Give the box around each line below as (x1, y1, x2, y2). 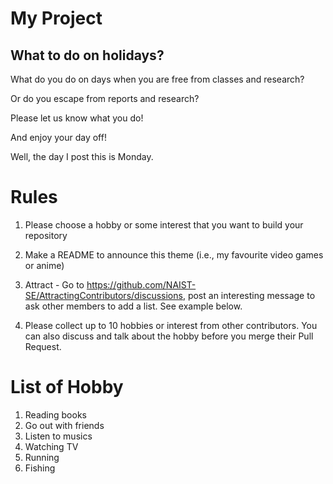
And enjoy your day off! (10, 132, 107, 143)
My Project (10, 7, 103, 30)
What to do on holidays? (10, 47, 165, 64)
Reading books (24, 408, 87, 421)
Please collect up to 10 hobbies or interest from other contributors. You (24, 319, 318, 331)
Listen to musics (24, 430, 93, 442)
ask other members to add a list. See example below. (24, 300, 243, 312)
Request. (24, 340, 62, 352)
